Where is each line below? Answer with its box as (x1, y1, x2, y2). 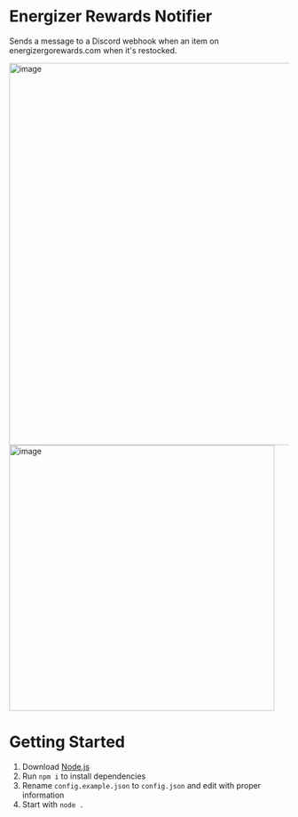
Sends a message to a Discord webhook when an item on (9, 36, 219, 46)
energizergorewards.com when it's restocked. (9, 44, 177, 55)
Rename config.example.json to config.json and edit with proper (21, 780, 262, 790)
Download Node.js (21, 761, 90, 772)
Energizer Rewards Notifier (9, 6, 213, 27)
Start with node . (21, 798, 84, 810)
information (21, 789, 65, 800)
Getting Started (9, 732, 126, 752)
